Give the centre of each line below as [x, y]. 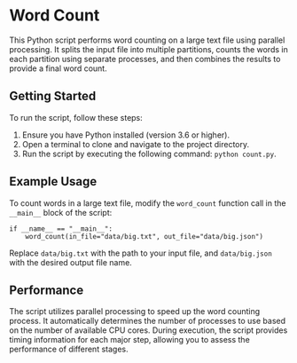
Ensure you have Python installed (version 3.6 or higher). [126, 135]
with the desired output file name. [71, 262]
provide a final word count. [59, 68]
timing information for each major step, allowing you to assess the [129, 340]
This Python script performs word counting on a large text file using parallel [147, 40]
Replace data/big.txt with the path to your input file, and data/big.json [141, 253]
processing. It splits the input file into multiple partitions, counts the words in [148, 49]
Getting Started [53, 96]
